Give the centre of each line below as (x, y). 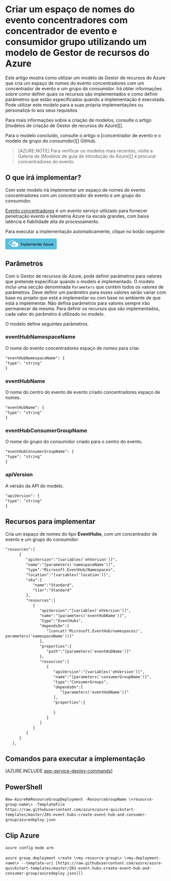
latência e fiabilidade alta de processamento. (52, 221)
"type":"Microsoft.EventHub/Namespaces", (70, 570)
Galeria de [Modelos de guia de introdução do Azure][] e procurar (87, 156)
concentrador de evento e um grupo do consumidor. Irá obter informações (84, 88)
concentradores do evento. (46, 161)
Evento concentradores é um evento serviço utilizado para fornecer (77, 211)
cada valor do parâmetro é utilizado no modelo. (55, 314)
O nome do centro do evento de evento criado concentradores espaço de (83, 392)
